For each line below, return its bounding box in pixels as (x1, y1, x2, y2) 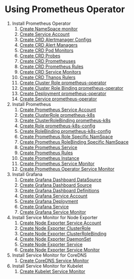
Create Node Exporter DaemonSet (19, 236, 92, 242)
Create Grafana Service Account (19, 193, 88, 199)
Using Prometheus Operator (5, 4, 125, 15)
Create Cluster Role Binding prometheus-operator (19, 85, 123, 91)
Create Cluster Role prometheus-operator (19, 80, 107, 86)
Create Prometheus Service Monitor (19, 160, 95, 166)
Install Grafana (12, 171, 42, 177)
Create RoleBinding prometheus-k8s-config (19, 128, 111, 134)
